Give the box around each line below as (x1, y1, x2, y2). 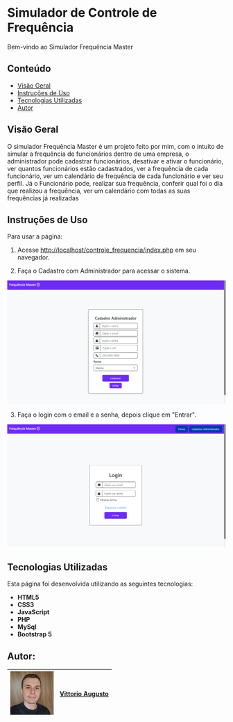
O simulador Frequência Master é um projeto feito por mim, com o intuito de (7, 142, 224, 150)
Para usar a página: (7, 232, 63, 241)
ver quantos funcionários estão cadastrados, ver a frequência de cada (7, 164, 209, 173)
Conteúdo (7, 63, 51, 74)
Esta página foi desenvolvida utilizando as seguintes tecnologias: (7, 579, 193, 588)
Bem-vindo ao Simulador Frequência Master (7, 42, 134, 51)
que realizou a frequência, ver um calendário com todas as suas (7, 186, 191, 195)
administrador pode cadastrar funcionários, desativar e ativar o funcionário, (7, 157, 224, 165)
